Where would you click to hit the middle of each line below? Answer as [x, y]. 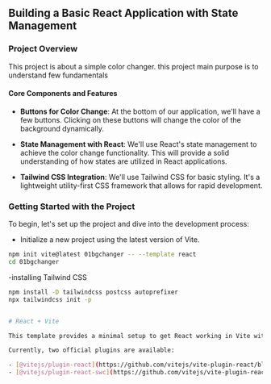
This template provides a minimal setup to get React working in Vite [129, 336]
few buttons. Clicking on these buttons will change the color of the [131, 119]
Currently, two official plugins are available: [92, 350]
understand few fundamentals [58, 75]
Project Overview [43, 49]
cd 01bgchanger [34, 262]
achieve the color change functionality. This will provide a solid [125, 152]
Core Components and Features [63, 94]
